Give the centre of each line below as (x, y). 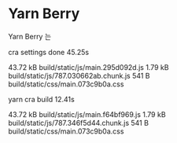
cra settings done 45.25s (48, 52)
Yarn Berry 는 (30, 36)
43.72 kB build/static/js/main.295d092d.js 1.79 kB (88, 67)
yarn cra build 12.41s (41, 99)
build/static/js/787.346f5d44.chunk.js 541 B (79, 123)
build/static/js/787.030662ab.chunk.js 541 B (79, 75)
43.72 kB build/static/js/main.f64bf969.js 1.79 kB (87, 114)
